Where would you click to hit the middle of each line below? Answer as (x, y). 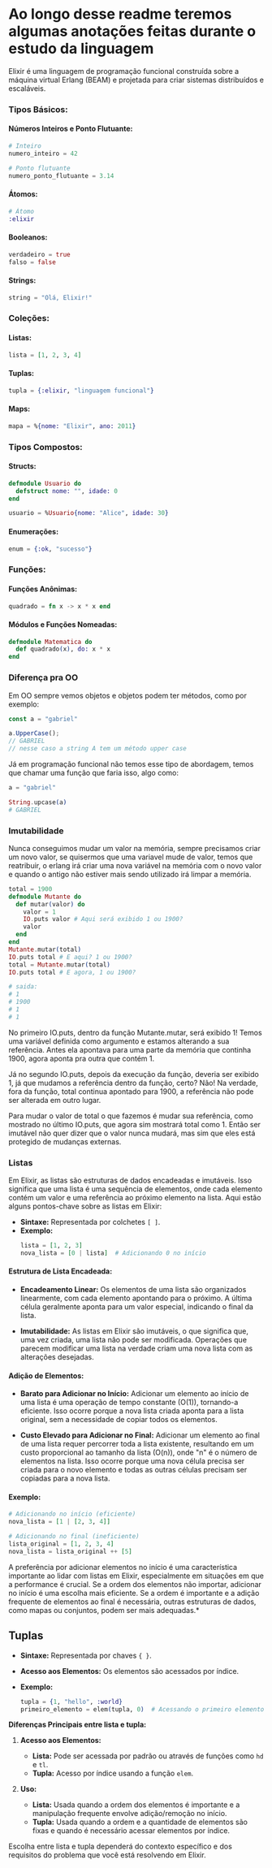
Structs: (22, 466)
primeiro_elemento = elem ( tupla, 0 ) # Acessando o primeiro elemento (142, 1709)
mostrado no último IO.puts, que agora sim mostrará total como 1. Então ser (135, 1124)
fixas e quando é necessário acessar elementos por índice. (131, 1831)
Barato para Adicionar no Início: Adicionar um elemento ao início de (134, 1394)
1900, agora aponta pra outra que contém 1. (82, 1058)
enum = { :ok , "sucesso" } (50, 549)
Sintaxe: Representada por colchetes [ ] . (90, 1222)
